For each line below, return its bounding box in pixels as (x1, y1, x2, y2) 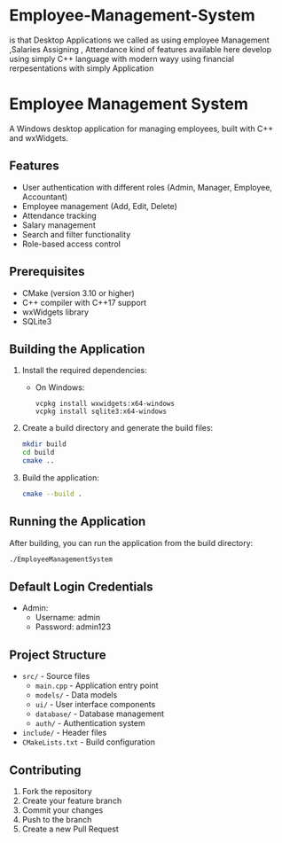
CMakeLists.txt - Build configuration (21, 737, 155, 747)
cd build (21, 449, 55, 457)
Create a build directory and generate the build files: (21, 423, 214, 433)
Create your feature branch (21, 795, 122, 806)
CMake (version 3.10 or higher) (21, 287, 135, 298)
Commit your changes (21, 804, 104, 816)
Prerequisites (9, 264, 85, 279)
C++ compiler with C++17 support (21, 297, 147, 308)
